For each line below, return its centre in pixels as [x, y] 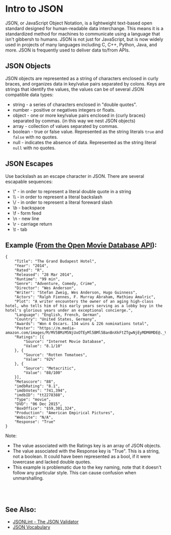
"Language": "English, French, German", [58, 315]
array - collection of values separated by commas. [65, 126]
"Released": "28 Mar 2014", [44, 275]
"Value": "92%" [40, 360]
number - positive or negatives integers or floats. [64, 110]
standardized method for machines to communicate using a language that [83, 34]
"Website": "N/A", [34, 418]
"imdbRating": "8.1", [37, 386]
